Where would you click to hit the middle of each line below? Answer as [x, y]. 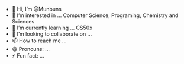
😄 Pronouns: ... [31, 49]
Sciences [23, 21]
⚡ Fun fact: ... [28, 55]
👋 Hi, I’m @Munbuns [37, 9]
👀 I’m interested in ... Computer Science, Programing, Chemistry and [95, 15]
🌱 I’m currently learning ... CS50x [52, 28]
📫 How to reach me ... [39, 41]
